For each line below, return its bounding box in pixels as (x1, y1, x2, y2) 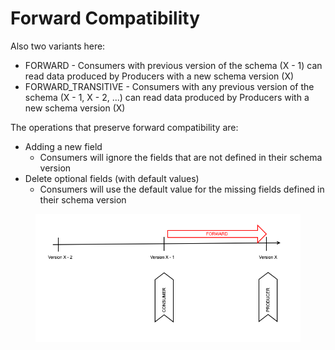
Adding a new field (24, 140, 103, 152)
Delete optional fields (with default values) (24, 172, 200, 184)
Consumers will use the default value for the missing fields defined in (39, 183, 325, 195)
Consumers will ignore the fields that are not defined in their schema (39, 151, 323, 163)
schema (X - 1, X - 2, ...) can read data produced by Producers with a (24, 91, 310, 103)
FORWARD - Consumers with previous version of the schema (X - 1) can (24, 59, 323, 71)
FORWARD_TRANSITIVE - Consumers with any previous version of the (24, 80, 315, 92)
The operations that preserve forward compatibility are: (10, 121, 239, 133)
